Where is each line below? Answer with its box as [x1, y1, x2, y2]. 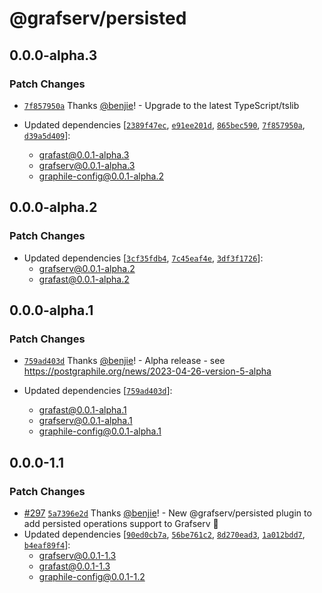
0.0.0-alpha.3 [9, 47, 98, 64]
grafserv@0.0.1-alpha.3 [38, 159, 136, 171]
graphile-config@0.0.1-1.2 [38, 570, 146, 582]
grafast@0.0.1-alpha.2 [38, 273, 130, 285]
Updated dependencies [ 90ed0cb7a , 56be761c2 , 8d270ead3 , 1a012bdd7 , [23, 528, 306, 540]
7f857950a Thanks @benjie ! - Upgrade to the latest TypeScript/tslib [23, 99, 300, 111]
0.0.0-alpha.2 [9, 199, 98, 216]
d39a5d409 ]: [23, 129, 71, 141]
